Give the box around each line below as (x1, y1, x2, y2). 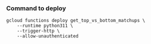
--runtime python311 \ (17, 23, 73, 29)
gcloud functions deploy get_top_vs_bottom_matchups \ (6, 18, 146, 24)
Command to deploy (6, 4, 66, 12)
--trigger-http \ (17, 28, 60, 34)
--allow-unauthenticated (17, 33, 79, 39)
